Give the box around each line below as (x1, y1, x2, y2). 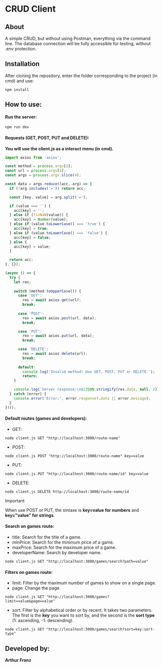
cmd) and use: (5, 78, 34, 83)
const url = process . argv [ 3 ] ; (5, 168, 66, 173)
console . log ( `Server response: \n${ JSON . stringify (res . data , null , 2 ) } (14, 387, 160, 392)
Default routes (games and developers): (5, 415, 87, 421)
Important (5, 498, 25, 504)
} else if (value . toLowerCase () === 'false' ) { (9, 230, 108, 236)
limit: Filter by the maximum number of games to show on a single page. (12, 580, 157, 586)
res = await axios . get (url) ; (22, 298, 81, 302)
